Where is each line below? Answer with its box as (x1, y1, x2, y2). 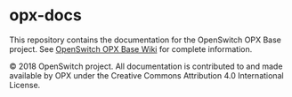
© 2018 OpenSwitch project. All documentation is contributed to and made (9, 61, 283, 71)
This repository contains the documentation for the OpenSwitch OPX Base (9, 34, 282, 45)
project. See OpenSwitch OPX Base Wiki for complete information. (9, 43, 253, 54)
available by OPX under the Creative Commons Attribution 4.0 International (9, 70, 284, 80)
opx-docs (9, 5, 82, 26)
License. (9, 79, 41, 90)
